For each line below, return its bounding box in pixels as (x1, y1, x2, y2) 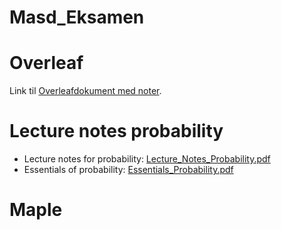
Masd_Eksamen (9, 6, 145, 29)
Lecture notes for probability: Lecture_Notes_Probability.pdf (23, 153, 271, 165)
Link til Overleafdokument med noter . (9, 85, 162, 97)
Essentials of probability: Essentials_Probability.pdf (23, 164, 234, 176)
